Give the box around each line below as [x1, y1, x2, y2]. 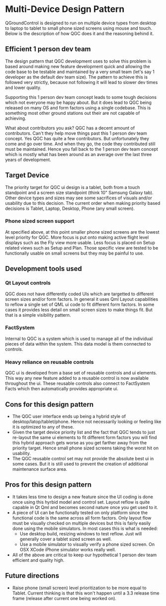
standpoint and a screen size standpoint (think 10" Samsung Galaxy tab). [5, 189, 154, 195]
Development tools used [5, 264, 82, 273]
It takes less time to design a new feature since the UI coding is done [12, 494, 154, 500]
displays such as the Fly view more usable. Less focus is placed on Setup [5, 240, 155, 246]
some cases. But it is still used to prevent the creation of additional [12, 461, 149, 467]
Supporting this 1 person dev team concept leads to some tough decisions [5, 94, 157, 100]
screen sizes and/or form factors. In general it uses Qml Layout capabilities [5, 296, 159, 302]
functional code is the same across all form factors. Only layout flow [12, 515, 152, 520]
